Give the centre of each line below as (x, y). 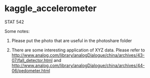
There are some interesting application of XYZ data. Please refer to (78, 50)
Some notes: (17, 31)
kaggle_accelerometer (51, 8)
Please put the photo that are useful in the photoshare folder (72, 40)
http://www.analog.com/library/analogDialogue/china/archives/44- (78, 65)
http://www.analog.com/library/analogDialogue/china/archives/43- (78, 55)
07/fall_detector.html (32, 60)
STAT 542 (15, 22)
